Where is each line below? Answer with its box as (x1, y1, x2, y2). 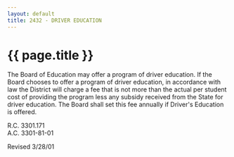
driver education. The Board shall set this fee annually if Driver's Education (7, 100, 224, 109)
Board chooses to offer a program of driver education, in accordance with (7, 78, 221, 87)
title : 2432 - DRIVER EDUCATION (7, 17, 102, 24)
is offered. (7, 108, 37, 116)
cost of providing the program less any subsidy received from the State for (7, 93, 223, 101)
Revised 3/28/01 (7, 142, 55, 151)
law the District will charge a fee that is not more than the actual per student (7, 85, 227, 94)
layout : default (7, 10, 55, 18)
